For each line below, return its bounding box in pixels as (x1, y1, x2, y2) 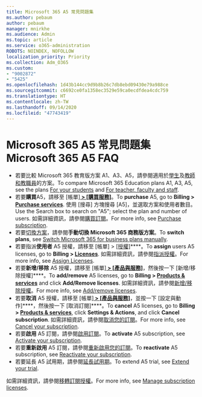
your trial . (14, 365, 39, 372)
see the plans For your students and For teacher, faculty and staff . (14, 186, 180, 193)
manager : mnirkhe (6, 25, 50, 32)
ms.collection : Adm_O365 (6, 59, 69, 65)
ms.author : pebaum (6, 15, 52, 21)
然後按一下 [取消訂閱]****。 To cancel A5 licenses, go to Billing (38, 302, 195, 309)
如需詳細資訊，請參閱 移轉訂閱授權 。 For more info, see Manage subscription (6, 377, 195, 384)
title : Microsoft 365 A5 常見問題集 (6, 8, 94, 15)
